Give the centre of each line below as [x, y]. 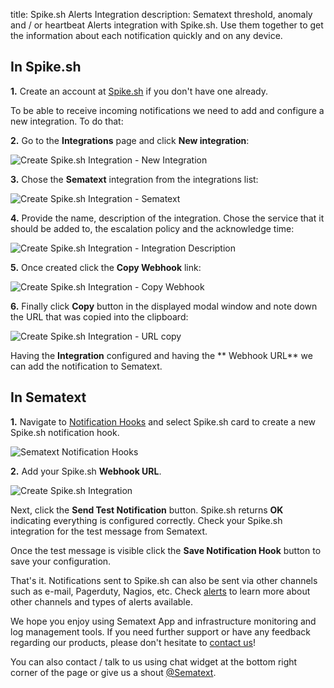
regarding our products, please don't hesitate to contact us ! [133, 642]
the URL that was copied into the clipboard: [99, 316]
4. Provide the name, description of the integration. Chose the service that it [167, 218]
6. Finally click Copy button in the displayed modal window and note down [164, 306]
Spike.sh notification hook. [65, 432]
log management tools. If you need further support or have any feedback [160, 631]
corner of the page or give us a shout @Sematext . [113, 672]
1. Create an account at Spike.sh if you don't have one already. [139, 91]
